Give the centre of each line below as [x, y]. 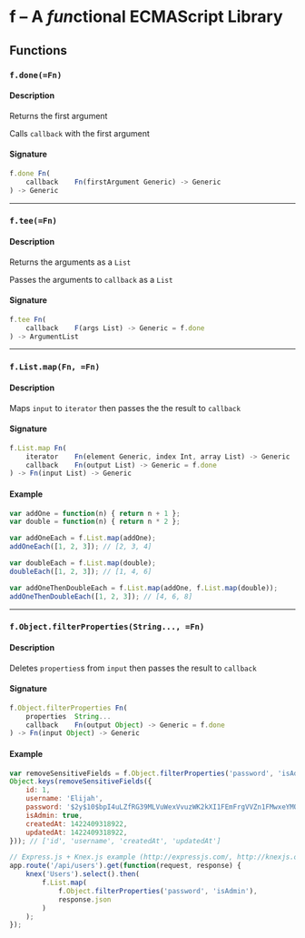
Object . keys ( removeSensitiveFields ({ [81, 782]
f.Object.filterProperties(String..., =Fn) [107, 627]
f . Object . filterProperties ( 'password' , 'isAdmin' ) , [157, 891]
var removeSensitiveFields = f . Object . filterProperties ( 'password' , [142, 773]
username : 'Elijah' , [64, 799]
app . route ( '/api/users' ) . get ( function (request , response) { [126, 866]
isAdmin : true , [54, 815]
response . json [84, 899]
